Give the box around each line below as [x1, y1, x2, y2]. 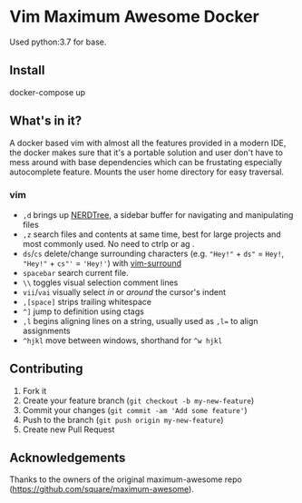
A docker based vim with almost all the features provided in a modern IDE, [9, 137, 287, 148]
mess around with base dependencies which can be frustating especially [9, 156, 283, 167]
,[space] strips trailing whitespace [22, 296, 152, 307]
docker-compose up [9, 86, 86, 97]
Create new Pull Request [22, 424, 115, 435]
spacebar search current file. [22, 267, 129, 278]
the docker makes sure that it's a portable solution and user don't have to [9, 147, 284, 158]
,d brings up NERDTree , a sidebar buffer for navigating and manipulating [22, 209, 294, 220]
